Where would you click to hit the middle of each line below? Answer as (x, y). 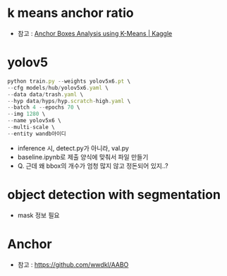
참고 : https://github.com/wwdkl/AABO (73, 264)
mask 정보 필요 (38, 215)
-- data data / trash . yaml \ (45, 94)
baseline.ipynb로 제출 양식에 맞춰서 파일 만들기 (83, 157)
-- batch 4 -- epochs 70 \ (44, 107)
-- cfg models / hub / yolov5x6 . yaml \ (58, 88)
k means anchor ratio (70, 13)
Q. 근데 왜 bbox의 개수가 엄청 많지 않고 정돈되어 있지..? (93, 166)
